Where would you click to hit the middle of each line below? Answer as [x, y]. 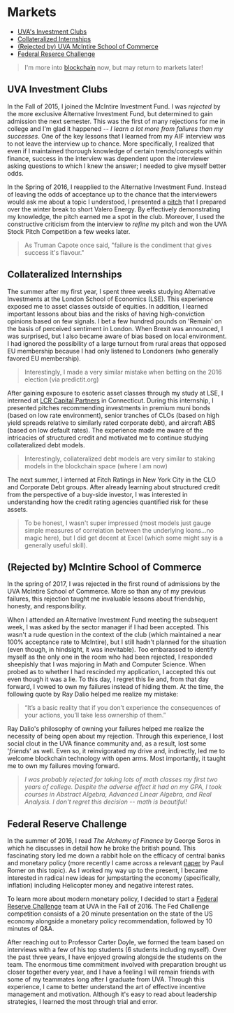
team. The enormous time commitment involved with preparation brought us [117, 965]
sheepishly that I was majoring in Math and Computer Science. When [107, 664]
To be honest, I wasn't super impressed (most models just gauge [118, 523]
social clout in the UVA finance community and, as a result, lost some [107, 743]
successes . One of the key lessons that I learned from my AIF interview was [116, 136]
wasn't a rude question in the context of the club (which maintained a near [114, 635]
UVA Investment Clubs [58, 89]
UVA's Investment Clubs [52, 32]
